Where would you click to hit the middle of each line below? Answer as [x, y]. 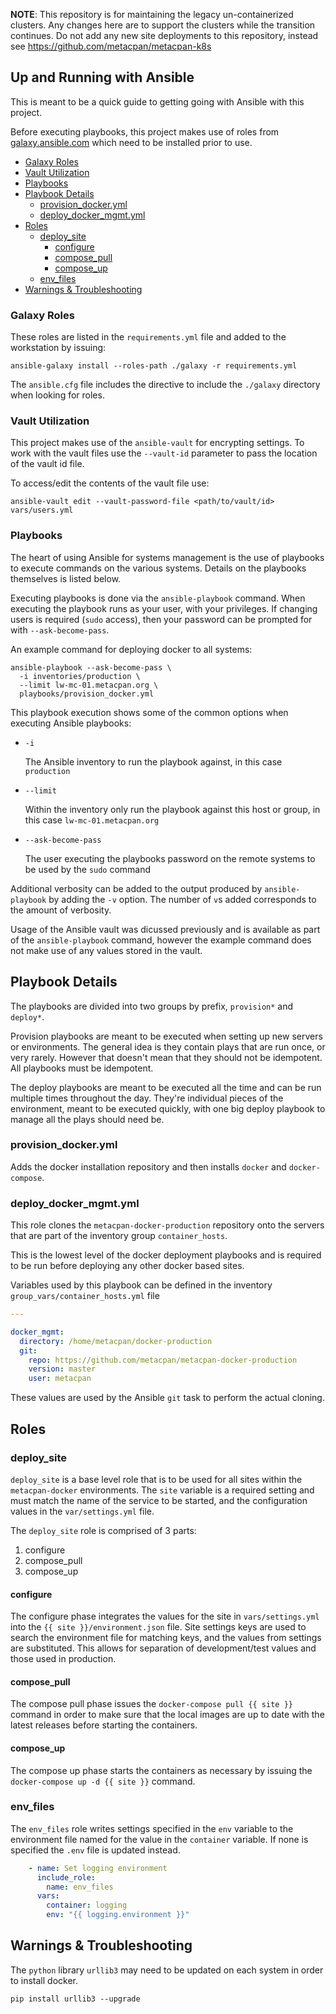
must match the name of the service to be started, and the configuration [159, 1500]
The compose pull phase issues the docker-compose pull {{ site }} [151, 1704]
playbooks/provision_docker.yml [87, 694]
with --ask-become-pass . [60, 630]
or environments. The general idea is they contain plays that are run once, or [168, 1046]
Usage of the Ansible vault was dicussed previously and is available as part [165, 929]
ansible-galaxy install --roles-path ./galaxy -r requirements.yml [154, 366]
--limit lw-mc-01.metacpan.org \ [89, 685]
